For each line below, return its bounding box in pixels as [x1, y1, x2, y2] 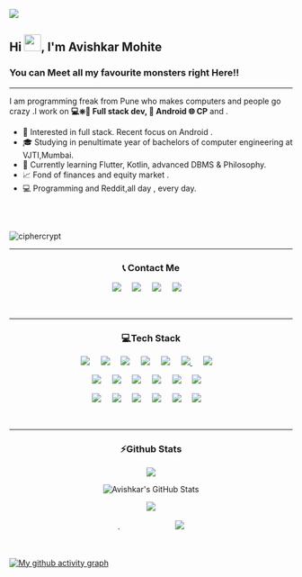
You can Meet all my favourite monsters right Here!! [9, 67, 240, 79]
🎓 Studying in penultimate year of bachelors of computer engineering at [22, 136, 293, 148]
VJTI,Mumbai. [22, 149, 75, 160]
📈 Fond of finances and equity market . [22, 169, 170, 180]
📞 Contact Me [122, 261, 180, 274]
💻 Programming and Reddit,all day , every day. [22, 183, 197, 194]
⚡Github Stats [120, 443, 182, 455]
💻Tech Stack [120, 331, 182, 344]
